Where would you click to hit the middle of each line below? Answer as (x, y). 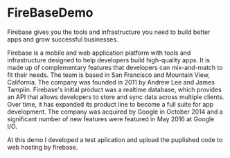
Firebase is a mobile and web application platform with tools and (99, 53)
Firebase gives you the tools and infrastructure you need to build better (109, 32)
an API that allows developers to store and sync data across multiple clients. (116, 97)
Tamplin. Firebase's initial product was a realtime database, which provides (114, 89)
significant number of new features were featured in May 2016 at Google (111, 119)
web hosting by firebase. (43, 147)
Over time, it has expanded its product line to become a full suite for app (110, 104)
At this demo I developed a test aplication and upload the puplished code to (115, 139)
